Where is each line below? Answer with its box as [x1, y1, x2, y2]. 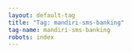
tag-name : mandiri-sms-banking [8, 26, 111, 34]
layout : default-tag [8, 11, 76, 19]
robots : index [8, 33, 55, 41]
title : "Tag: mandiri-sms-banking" [8, 19, 125, 26]
